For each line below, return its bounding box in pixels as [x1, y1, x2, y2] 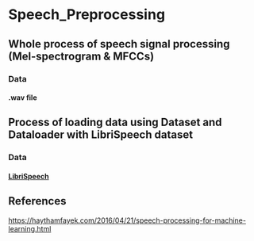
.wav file [8, 93, 37, 102]
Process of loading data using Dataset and [8, 116, 222, 129]
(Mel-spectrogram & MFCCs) [8, 49, 155, 63]
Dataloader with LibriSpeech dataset [8, 128, 193, 142]
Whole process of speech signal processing [8, 37, 230, 51]
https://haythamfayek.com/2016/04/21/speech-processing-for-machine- [8, 216, 246, 225]
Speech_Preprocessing [8, 6, 165, 24]
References [8, 194, 67, 208]
